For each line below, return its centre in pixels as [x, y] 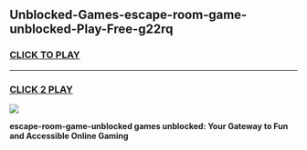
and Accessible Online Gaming [69, 135]
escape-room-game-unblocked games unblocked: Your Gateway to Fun [149, 125]
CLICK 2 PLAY [41, 89]
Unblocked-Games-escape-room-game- [128, 15]
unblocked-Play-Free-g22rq [91, 30]
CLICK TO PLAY [45, 55]
